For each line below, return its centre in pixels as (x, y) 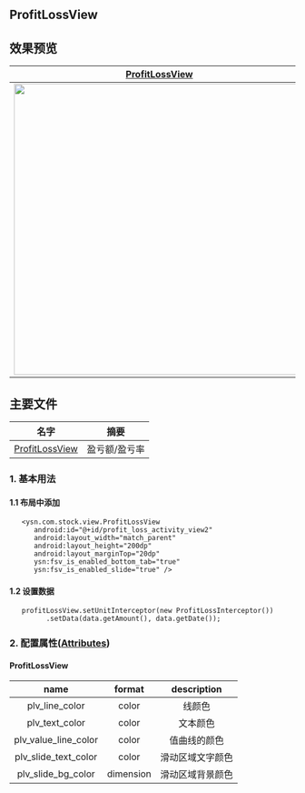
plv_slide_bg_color (56, 774)
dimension (129, 774)
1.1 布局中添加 (35, 502)
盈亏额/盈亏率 (116, 449)
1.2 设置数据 (32, 591)
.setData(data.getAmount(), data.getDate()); (133, 619)
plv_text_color (56, 723)
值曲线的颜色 (197, 740)
